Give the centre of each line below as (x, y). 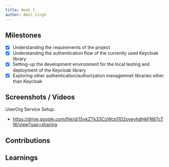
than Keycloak (27, 81)
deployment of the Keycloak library (49, 70)
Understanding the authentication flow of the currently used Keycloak (86, 53)
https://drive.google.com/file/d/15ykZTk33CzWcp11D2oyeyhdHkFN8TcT (88, 119)
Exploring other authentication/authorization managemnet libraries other (88, 75)
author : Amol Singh (26, 15)
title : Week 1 (20, 10)
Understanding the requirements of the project (61, 47)
